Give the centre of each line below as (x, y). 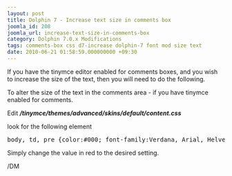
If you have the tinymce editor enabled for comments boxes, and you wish (113, 71)
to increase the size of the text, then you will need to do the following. (106, 79)
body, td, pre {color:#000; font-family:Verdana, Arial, (106, 139)
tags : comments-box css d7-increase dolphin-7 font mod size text (105, 46)
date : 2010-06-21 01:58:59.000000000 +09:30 (72, 52)
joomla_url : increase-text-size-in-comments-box (78, 33)
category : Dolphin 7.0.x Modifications (65, 39)
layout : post (26, 13)
